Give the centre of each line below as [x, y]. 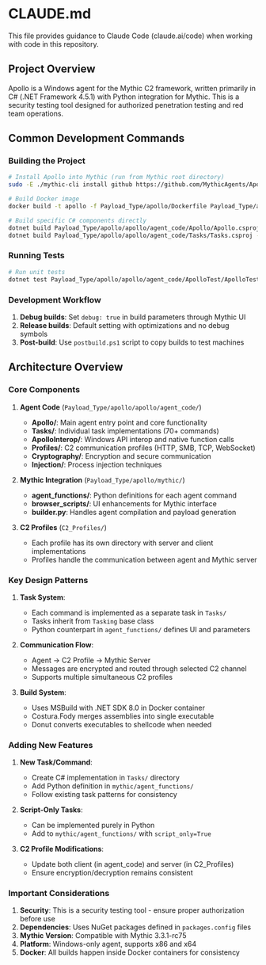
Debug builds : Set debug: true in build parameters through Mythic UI [133, 317]
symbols [34, 334]
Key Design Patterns [48, 580]
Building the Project [47, 161]
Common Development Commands [96, 138]
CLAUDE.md [50, 14]
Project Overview [52, 69]
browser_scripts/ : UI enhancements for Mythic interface [124, 503]
